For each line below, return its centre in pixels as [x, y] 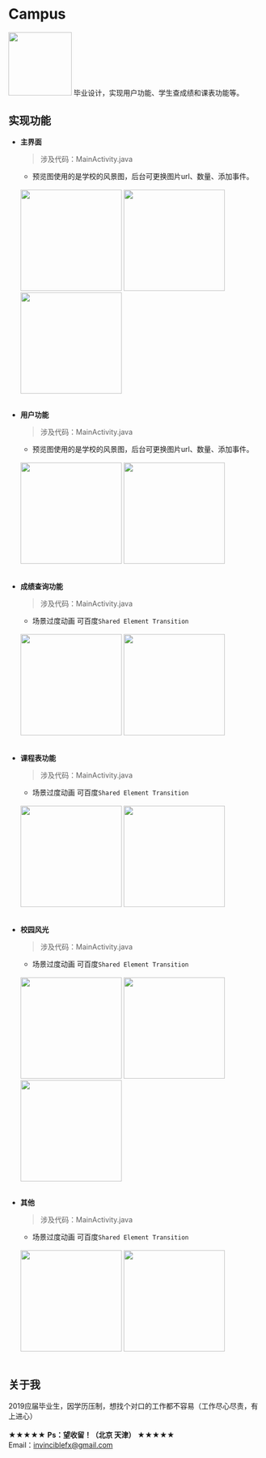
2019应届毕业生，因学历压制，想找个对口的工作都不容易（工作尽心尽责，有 [133, 1405]
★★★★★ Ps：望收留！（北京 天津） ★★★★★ [92, 1435]
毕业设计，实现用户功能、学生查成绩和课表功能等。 [158, 92]
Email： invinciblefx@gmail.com [61, 1445]
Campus [37, 14]
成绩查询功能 [41, 586]
